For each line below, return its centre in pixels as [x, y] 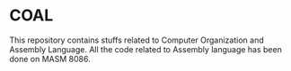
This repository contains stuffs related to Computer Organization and [137, 40]
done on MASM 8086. [50, 59]
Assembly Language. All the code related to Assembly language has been [146, 49]
